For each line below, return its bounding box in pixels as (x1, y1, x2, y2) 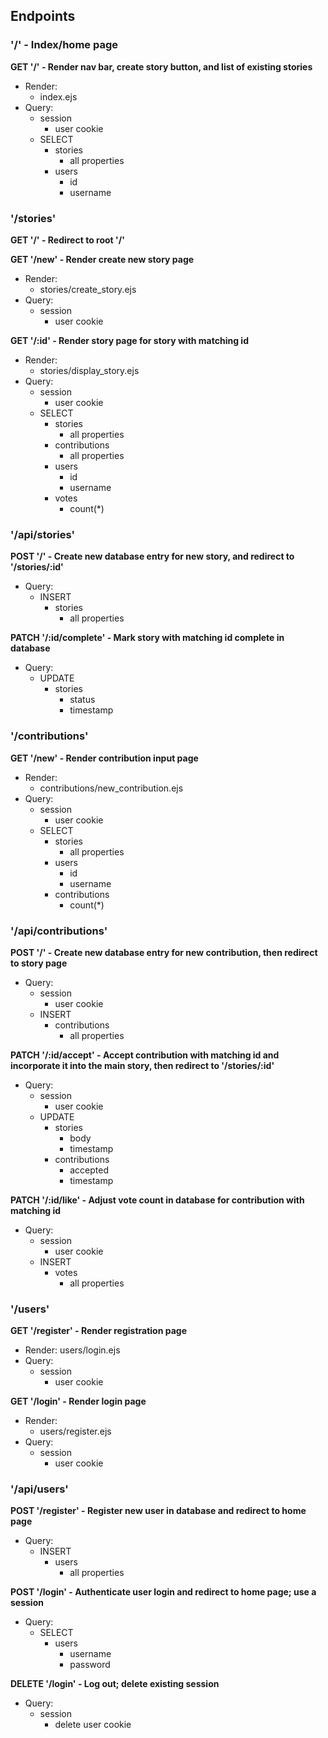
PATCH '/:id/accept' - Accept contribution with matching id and (10, 1049, 280, 1061)
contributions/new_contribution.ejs (39, 782, 184, 794)
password (69, 1659, 111, 1671)
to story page (10, 957, 68, 969)
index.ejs (39, 90, 78, 103)
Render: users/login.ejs (24, 1344, 121, 1356)
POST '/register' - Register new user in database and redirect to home (10, 1505, 307, 1517)
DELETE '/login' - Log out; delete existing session (10, 1678, 220, 1690)
